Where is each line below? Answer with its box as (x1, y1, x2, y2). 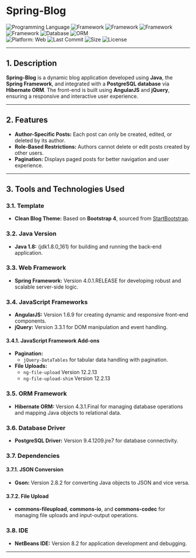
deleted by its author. (14, 136, 66, 144)
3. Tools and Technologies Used (6, 184, 125, 194)
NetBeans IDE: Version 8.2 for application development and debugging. (14, 540, 187, 547)
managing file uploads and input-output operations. (14, 512, 139, 519)
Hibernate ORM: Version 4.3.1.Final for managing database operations (14, 403, 183, 410)
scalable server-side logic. (14, 283, 79, 290)
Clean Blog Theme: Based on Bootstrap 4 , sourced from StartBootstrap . (14, 215, 190, 222)
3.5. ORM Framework (6, 389, 67, 398)
